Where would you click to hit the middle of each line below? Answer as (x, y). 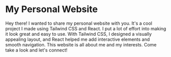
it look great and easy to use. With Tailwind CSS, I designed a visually (79, 34)
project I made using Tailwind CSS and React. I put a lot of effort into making (86, 28)
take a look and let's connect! (36, 50)
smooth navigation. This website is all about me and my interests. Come (81, 44)
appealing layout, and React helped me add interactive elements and (78, 39)
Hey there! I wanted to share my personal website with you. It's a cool (79, 23)
